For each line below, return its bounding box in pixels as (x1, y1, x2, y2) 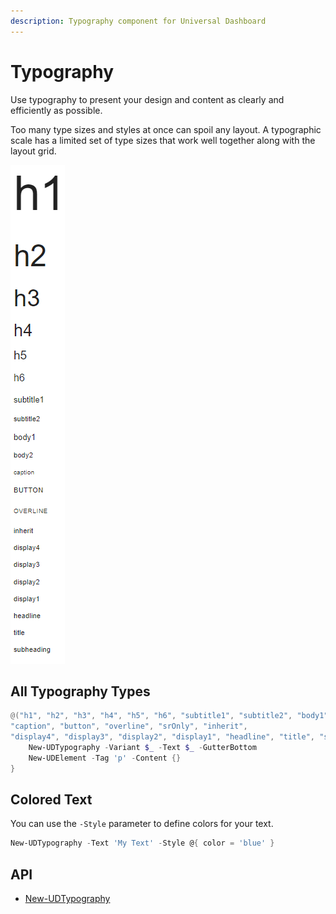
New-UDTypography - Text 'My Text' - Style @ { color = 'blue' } (10, 838, 275, 849)
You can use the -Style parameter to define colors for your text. (10, 818, 274, 830)
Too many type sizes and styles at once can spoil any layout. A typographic (10, 123, 322, 135)
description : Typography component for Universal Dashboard (10, 16, 267, 26)
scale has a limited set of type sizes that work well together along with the (10, 134, 316, 146)
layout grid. (10, 145, 57, 157)
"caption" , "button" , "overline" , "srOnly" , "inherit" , (10, 721, 248, 732)
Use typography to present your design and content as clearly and (10, 93, 285, 105)
